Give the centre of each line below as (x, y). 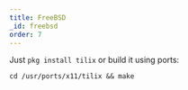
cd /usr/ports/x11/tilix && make (72, 76)
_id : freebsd (34, 26)
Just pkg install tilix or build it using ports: (94, 60)
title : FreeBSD (38, 18)
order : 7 (26, 34)
